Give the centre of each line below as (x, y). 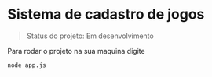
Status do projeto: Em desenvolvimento (90, 36)
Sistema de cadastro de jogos (106, 14)
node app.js (27, 65)
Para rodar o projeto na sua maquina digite (77, 51)
